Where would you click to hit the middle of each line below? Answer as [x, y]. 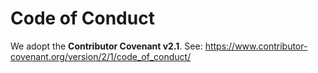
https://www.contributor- [256, 46]
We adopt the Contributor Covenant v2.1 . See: [106, 46]
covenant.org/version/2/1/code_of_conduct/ [101, 56]
